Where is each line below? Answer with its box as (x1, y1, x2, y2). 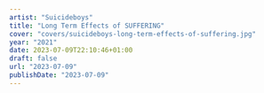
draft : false (9, 54, 58, 63)
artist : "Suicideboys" (9, 12, 93, 22)
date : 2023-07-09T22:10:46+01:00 (9, 46, 133, 55)
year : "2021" (9, 37, 58, 47)
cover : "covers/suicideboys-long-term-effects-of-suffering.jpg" (9, 29, 256, 38)
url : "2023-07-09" (9, 63, 77, 72)
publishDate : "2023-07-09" (9, 71, 109, 80)
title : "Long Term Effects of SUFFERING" (9, 21, 165, 30)
